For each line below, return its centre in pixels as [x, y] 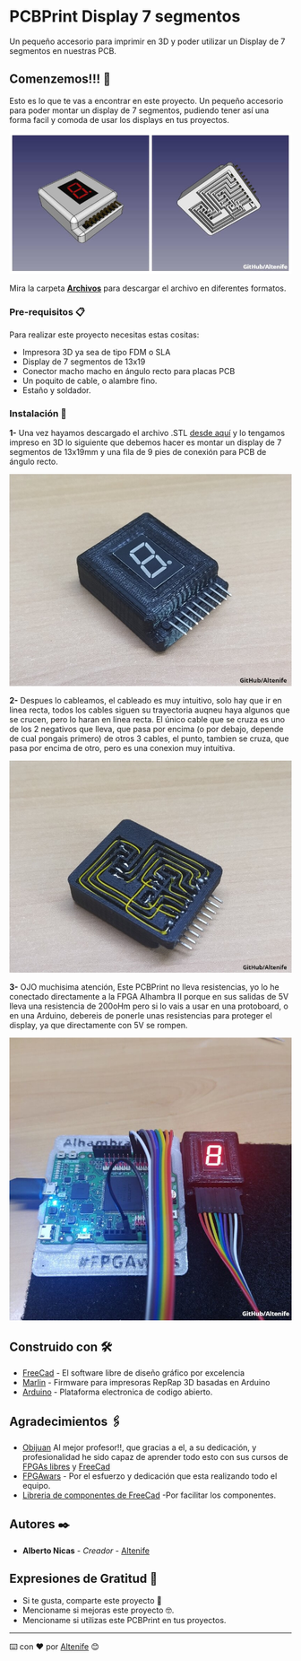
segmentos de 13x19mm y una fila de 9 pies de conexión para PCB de [138, 452]
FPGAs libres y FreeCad [66, 1466]
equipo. [36, 1485]
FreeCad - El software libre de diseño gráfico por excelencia [133, 1373]
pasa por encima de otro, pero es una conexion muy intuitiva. [122, 748]
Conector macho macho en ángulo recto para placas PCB [129, 372]
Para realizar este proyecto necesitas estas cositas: [104, 335]
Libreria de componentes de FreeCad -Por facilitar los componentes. [149, 1495]
